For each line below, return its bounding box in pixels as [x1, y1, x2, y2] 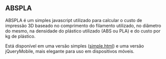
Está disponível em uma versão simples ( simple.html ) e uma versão [5, 42, 144, 49]
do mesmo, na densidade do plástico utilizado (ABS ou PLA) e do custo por [5, 27, 160, 34]
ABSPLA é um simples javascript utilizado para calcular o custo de [5, 17, 142, 23]
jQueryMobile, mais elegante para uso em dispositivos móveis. [5, 48, 134, 54]
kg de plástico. [5, 33, 36, 39]
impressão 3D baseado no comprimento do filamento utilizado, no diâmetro [5, 22, 161, 28]
